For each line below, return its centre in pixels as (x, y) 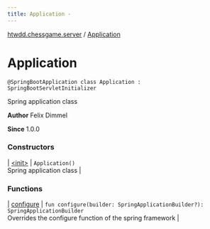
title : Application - (39, 14)
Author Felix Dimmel (38, 115)
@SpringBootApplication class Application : (74, 82)
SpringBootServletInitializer (52, 88)
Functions (25, 188)
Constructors (31, 147)
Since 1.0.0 (24, 129)
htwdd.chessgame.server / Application (64, 34)
